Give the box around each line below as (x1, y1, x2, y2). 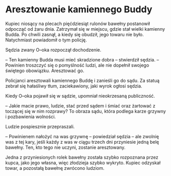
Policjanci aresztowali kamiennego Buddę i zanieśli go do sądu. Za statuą (5, 77, 160, 83)
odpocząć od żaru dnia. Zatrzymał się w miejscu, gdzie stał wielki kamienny (5, 26, 165, 32)
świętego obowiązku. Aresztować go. (5, 68, 84, 74)
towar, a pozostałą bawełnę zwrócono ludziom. (5, 165, 105, 171)
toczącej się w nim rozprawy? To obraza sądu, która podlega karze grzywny (5, 108, 166, 114)
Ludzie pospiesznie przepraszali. (5, 123, 75, 129)
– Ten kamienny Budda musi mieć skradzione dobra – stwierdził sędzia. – (5, 56, 159, 62)
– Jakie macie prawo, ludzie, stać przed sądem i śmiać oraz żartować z (5, 102, 156, 108)
